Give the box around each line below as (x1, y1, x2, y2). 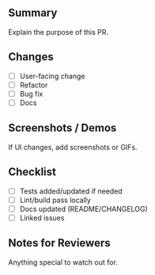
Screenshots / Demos (8, 122, 117, 135)
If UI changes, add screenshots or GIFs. (8, 142, 138, 152)
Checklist (8, 165, 57, 179)
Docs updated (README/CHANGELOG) (19, 204, 148, 213)
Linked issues (19, 213, 65, 222)
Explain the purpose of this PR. (8, 27, 109, 36)
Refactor (19, 80, 48, 89)
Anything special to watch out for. (8, 257, 119, 267)
